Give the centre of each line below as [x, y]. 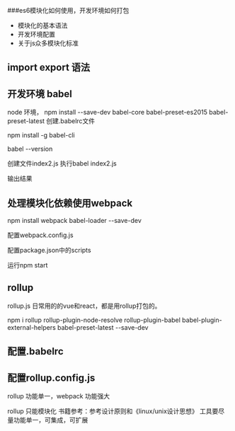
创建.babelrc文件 [70, 121]
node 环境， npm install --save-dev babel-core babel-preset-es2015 [107, 113]
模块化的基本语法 [42, 25]
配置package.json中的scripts [49, 251]
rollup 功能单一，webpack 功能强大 [59, 396]
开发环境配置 [36, 34]
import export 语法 [49, 68]
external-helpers [32, 327]
